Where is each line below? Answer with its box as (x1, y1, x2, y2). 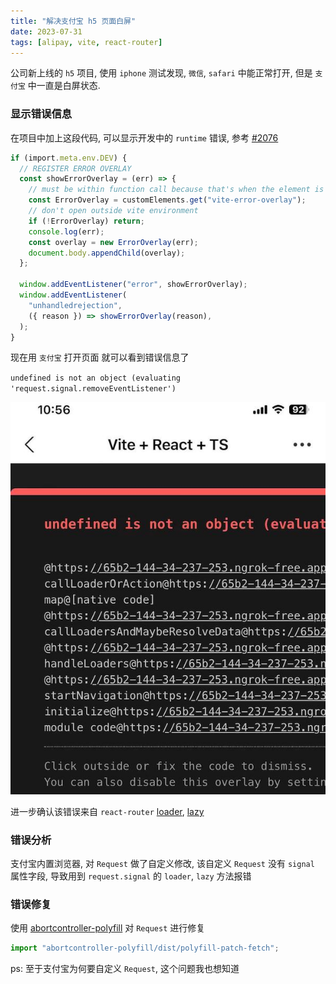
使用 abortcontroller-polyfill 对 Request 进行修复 (10, 922, 206, 934)
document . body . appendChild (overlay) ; (28, 248, 186, 258)
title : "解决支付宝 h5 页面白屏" (10, 16, 137, 26)
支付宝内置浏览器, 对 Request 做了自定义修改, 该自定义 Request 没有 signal (10, 858, 315, 870)
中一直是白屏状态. (27, 80, 101, 92)
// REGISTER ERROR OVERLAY (19, 163, 132, 174)
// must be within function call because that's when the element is (28, 185, 325, 195)
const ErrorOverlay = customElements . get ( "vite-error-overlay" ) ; (28, 195, 307, 205)
